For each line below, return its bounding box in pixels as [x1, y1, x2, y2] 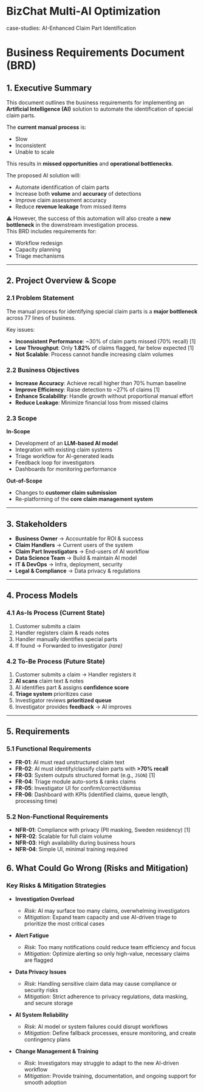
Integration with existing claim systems [15, 446, 113, 453]
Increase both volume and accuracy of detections [15, 190, 141, 197]
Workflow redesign [15, 239, 63, 247]
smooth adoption [24, 1079, 67, 1086]
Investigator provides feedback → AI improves [15, 703, 132, 710]
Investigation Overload [15, 895, 75, 902]
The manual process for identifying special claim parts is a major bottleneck [6, 307, 198, 315]
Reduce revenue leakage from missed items [15, 202, 127, 210]
